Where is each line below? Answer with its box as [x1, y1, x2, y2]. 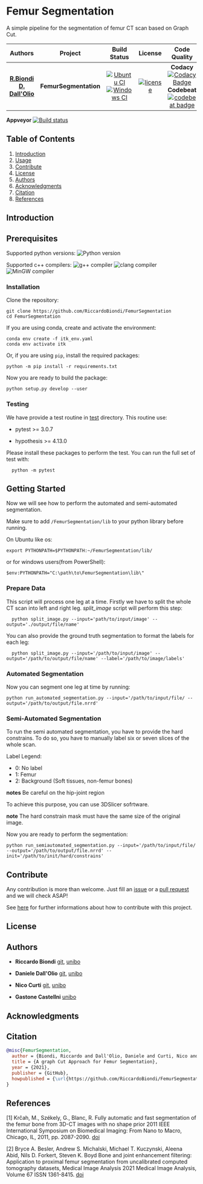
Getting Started [6, 483, 66, 493]
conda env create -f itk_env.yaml [6, 336, 94, 342]
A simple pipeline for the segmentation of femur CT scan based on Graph [6, 24, 189, 32]
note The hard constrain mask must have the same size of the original [6, 812, 181, 820]
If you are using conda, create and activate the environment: [6, 324, 156, 332]
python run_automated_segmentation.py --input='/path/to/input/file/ [6, 695, 185, 701]
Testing [6, 400, 29, 409]
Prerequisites [6, 233, 58, 244]
